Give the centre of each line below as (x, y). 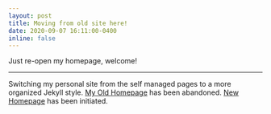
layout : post (30, 16)
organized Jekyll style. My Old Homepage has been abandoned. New (124, 92)
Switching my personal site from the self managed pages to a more (120, 84)
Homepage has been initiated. (58, 101)
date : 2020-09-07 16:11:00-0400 (63, 31)
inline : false (32, 38)
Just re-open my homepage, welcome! (73, 61)
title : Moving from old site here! (68, 23)
